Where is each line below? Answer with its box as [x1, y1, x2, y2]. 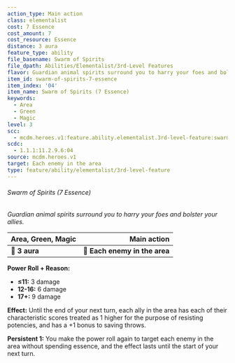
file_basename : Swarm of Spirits [7, 56, 105, 63]
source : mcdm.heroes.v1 [7, 153, 77, 161]
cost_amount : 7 [7, 29, 52, 37]
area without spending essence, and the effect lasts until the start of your [7, 341, 219, 350]
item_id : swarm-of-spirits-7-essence [7, 75, 117, 83]
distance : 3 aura [7, 43, 58, 50]
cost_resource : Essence [7, 36, 77, 43]
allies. [7, 217, 24, 226]
